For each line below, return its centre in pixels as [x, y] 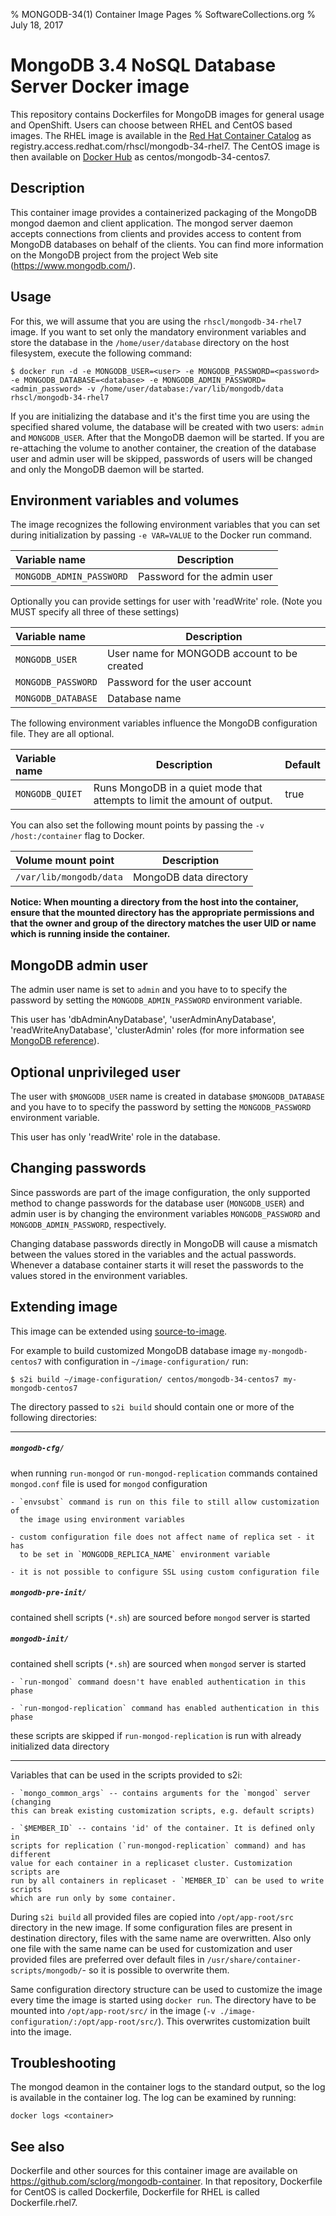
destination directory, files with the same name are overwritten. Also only [161, 1938]
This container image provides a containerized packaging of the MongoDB [164, 212]
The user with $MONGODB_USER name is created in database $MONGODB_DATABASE [167, 1096]
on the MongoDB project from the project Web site [114, 255]
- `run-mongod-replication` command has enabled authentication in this [165, 1708]
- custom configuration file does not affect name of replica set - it [162, 1537]
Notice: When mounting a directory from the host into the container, [154, 902]
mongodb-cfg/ [37, 1449]
